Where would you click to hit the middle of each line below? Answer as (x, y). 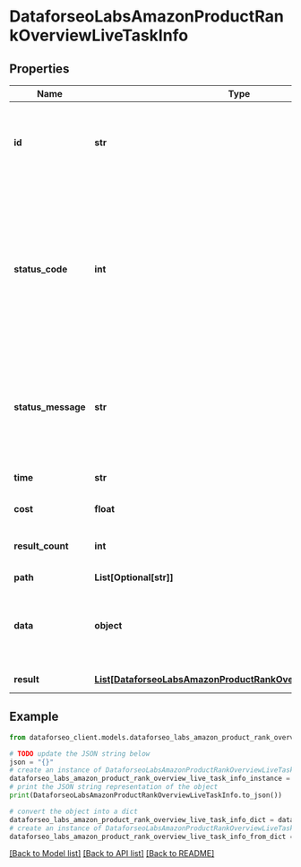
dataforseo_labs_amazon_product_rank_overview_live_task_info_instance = (150, 779)
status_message (50, 407)
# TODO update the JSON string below (80, 754)
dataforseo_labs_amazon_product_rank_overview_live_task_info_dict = (142, 819)
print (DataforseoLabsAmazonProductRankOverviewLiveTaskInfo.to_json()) (146, 795)
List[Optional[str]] (134, 577)
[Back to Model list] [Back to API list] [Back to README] (112, 854)
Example (34, 717)
